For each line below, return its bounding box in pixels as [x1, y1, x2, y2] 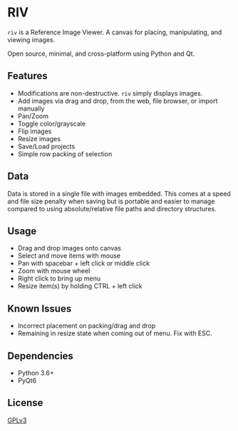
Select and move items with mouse [17, 251, 121, 260]
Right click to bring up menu [17, 274, 101, 283]
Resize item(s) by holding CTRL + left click [17, 282, 143, 290]
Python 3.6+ [17, 369, 55, 377]
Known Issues [7, 303, 72, 315]
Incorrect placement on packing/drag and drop [17, 322, 156, 330]
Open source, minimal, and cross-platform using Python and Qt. [7, 49, 195, 58]
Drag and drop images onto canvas [17, 244, 121, 253]
